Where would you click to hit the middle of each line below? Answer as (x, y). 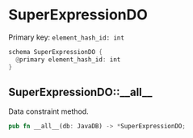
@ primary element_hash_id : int (68, 59)
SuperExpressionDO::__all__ (80, 92)
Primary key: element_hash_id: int (67, 37)
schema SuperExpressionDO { (56, 52)
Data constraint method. (48, 111)
